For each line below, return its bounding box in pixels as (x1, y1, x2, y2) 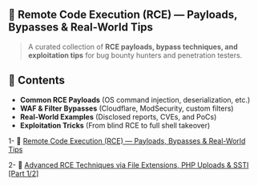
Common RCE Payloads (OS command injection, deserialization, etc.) (19, 95, 251, 104)
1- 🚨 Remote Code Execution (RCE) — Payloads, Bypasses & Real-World (8, 135, 246, 145)
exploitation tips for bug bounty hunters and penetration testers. (27, 50, 243, 60)
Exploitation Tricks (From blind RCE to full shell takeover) (19, 120, 211, 130)
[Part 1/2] (8, 168, 39, 178)
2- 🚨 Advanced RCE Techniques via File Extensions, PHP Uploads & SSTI (8, 160, 249, 169)
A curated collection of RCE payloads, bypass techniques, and (27, 42, 238, 51)
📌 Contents (8, 74, 66, 87)
